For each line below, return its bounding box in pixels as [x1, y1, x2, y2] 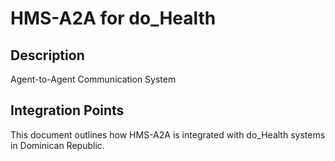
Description [10, 47, 85, 64]
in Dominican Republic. [10, 139, 105, 151]
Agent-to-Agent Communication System [10, 73, 177, 85]
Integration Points [10, 102, 125, 119]
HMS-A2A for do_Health [10, 7, 217, 30]
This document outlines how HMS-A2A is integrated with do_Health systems [10, 128, 326, 141]
